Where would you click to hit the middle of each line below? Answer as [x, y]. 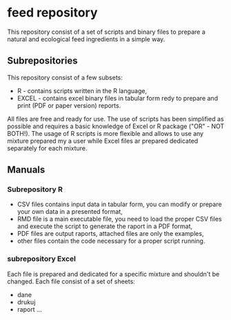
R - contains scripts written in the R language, [82, 90]
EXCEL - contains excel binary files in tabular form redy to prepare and [118, 98]
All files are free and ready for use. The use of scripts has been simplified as [115, 119]
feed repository [52, 13]
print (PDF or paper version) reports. [69, 106]
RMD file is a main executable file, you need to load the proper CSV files [119, 219]
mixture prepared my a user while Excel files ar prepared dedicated [103, 141]
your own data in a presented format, [70, 212]
